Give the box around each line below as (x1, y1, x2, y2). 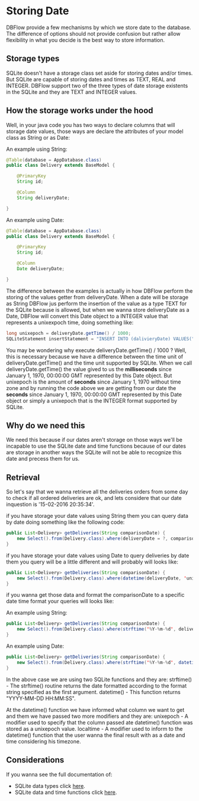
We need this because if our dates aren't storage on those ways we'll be (6, 436, 182, 444)
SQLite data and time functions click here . (14, 789, 117, 796)
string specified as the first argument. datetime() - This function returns (6, 688, 181, 695)
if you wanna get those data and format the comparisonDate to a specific (6, 591, 185, 599)
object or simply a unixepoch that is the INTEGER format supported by (6, 397, 178, 404)
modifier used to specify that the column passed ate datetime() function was (6, 718, 193, 726)
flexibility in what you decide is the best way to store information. (6, 36, 165, 43)
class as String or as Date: (6, 134, 70, 141)
